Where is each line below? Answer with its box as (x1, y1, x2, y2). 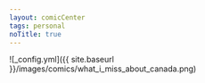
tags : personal (9, 21, 66, 30)
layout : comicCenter (9, 12, 86, 22)
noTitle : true (9, 29, 62, 38)
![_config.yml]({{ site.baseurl (9, 54, 114, 65)
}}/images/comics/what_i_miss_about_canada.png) (9, 63, 197, 74)
